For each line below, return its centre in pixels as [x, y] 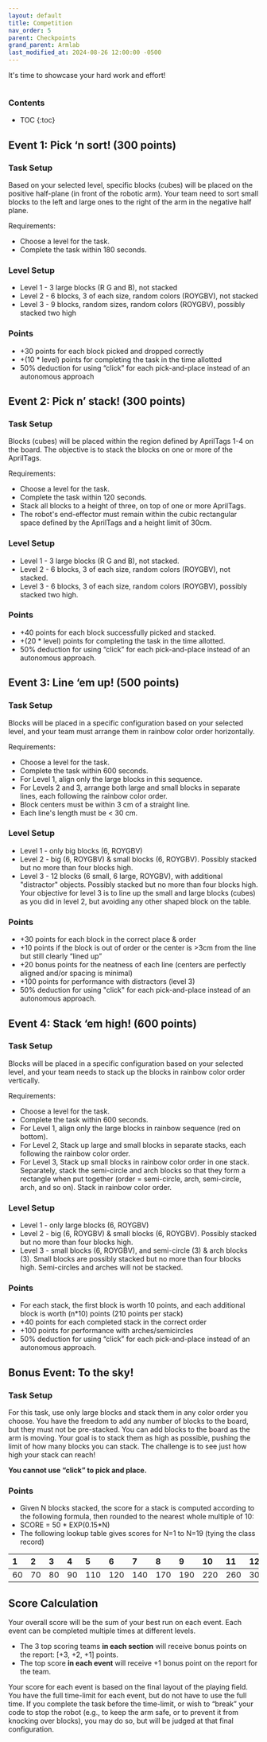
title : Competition [41, 23]
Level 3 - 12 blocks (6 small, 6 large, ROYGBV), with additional [121, 876]
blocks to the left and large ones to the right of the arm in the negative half [130, 202]
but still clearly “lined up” [61, 956]
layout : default [35, 16]
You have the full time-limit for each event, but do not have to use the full [128, 1696]
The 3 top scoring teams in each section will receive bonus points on [133, 1647]
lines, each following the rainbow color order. [94, 795]
